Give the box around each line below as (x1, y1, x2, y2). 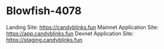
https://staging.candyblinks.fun (6, 36, 83, 43)
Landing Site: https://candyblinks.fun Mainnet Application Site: (6, 24, 159, 31)
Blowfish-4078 (6, 4, 82, 18)
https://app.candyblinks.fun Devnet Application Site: (6, 30, 134, 37)
